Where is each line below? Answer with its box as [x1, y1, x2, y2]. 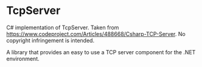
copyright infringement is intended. [6, 37, 95, 44]
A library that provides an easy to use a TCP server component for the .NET [6, 48, 196, 55]
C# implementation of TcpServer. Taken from [6, 24, 119, 31]
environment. [6, 55, 40, 62]
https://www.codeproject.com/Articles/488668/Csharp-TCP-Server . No [6, 30, 186, 37]
